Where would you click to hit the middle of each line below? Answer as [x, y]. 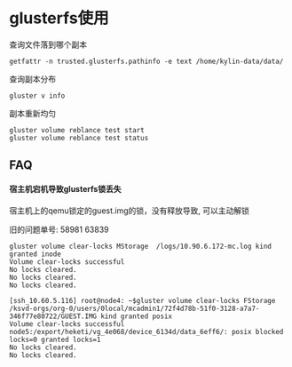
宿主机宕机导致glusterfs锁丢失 [65, 188]
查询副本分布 [32, 79]
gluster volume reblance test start [77, 130]
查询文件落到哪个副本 [48, 44]
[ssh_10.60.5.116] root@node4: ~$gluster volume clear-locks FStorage [142, 300]
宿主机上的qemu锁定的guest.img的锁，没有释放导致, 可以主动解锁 [130, 211]
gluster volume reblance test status [79, 138]
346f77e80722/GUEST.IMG [53, 316]
